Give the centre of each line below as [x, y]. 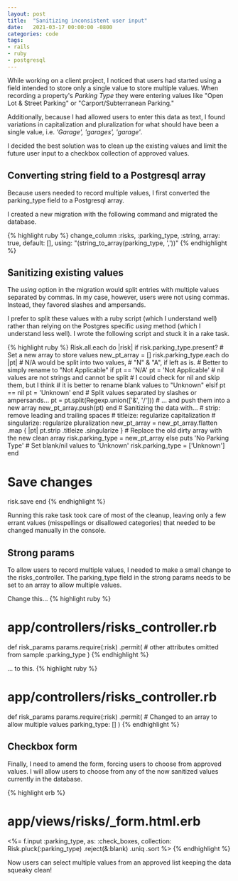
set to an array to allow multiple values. [65, 585]
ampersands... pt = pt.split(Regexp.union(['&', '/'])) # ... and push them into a [119, 400]
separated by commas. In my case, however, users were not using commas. [118, 297]
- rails [19, 47]
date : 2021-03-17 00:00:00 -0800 [60, 27]
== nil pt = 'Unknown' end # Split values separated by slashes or [102, 393]
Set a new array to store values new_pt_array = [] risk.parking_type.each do [118, 355]
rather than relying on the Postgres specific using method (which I [104, 326]
